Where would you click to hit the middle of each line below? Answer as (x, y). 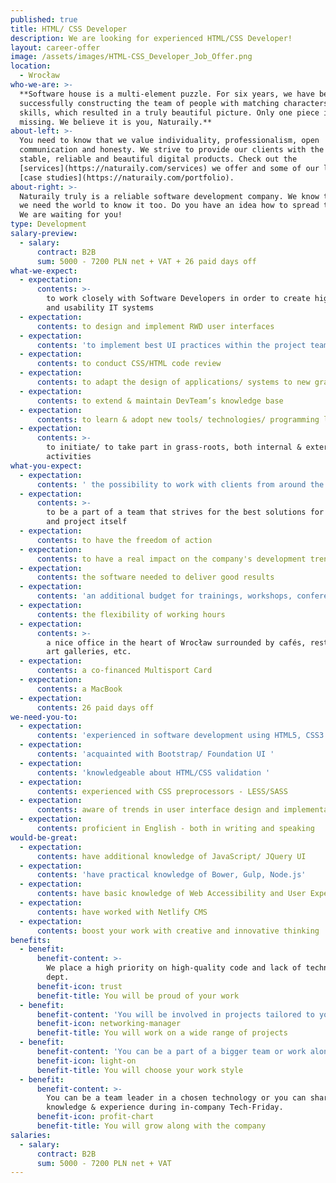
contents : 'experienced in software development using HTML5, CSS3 (180, 736)
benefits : (31, 940)
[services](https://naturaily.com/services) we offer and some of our (169, 168)
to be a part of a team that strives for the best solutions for (185, 512)
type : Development (48, 224)
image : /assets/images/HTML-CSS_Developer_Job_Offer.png (131, 57)
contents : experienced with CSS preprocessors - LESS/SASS (162, 791)
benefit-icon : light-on (86, 1061)
